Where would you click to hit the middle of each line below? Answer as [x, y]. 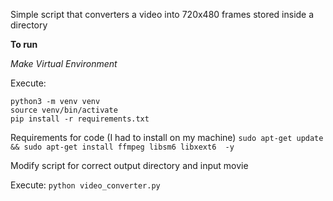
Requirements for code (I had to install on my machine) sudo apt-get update [167, 137]
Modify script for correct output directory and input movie [129, 165]
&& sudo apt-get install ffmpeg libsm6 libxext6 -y [122, 147]
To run [24, 44]
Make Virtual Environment [64, 63]
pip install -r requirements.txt [80, 119]
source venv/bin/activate [64, 110]
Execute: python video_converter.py [85, 185]
